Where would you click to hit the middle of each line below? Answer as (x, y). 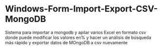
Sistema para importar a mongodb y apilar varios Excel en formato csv (76, 32)
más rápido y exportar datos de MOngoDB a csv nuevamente (66, 42)
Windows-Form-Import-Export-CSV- (81, 9)
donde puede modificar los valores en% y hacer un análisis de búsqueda (78, 37)
